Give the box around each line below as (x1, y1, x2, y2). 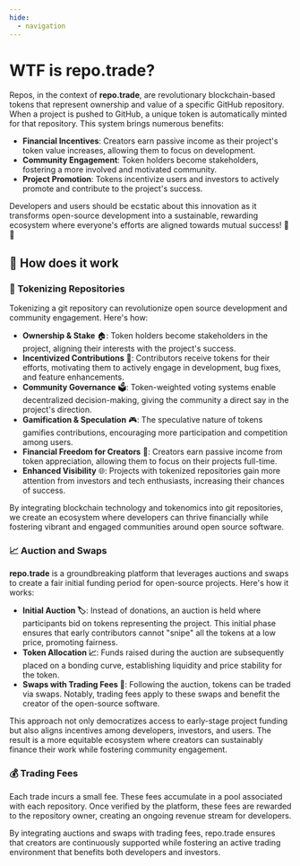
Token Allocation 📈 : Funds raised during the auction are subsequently (21, 647, 285, 658)
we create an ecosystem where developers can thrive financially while (9, 512, 269, 523)
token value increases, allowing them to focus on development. (21, 145, 256, 156)
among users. (21, 437, 73, 448)
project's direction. (21, 405, 92, 416)
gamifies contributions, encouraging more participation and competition (21, 427, 288, 438)
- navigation (17, 22, 66, 31)
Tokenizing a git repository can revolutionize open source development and (9, 302, 288, 314)
